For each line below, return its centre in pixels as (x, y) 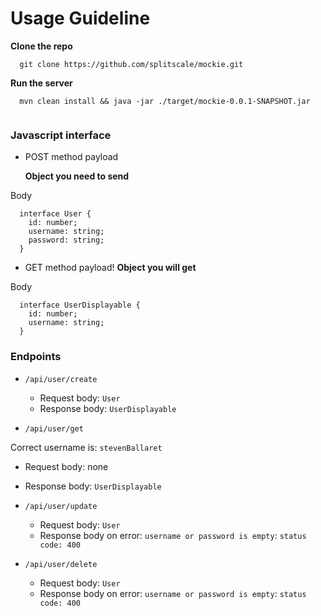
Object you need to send (77, 176)
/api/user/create (61, 379)
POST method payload (71, 157)
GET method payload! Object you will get (110, 268)
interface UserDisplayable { (80, 305)
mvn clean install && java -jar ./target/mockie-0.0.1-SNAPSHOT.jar (165, 101)
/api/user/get (54, 428)
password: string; (66, 240)
